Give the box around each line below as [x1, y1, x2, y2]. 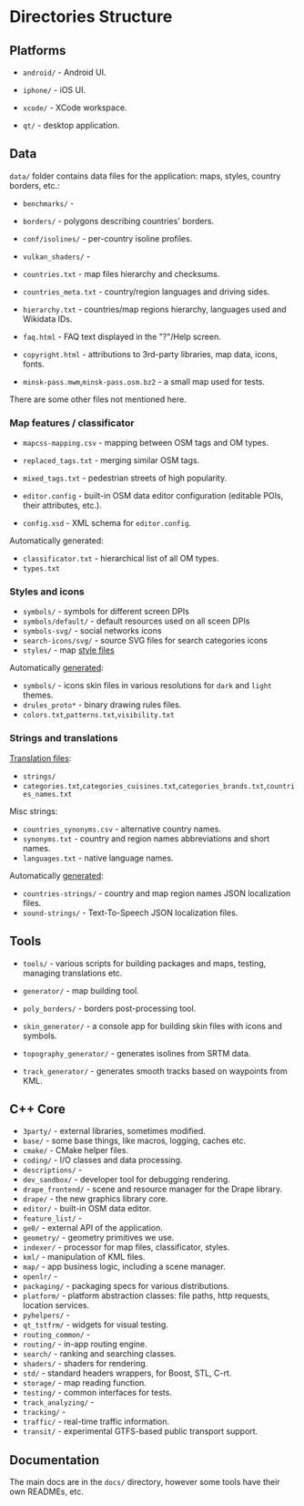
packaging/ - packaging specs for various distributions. [22, 1281, 230, 1292]
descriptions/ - [22, 1164, 83, 1175]
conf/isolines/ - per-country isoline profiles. [22, 232, 193, 243]
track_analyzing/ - [22, 1397, 95, 1408]
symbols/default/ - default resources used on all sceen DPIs [22, 615, 250, 626]
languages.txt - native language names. [22, 852, 174, 863]
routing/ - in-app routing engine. [22, 1338, 147, 1350]
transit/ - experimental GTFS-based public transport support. [22, 1426, 258, 1437]
